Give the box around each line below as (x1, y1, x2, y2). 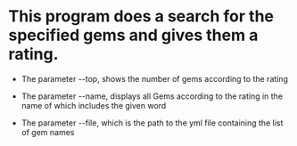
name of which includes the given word (21, 100, 167, 110)
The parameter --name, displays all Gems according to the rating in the (21, 91, 283, 101)
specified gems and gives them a (8, 25, 259, 45)
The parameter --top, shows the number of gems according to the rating (21, 73, 289, 84)
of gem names (21, 126, 75, 137)
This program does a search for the (8, 6, 274, 27)
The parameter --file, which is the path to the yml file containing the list (21, 118, 284, 128)
